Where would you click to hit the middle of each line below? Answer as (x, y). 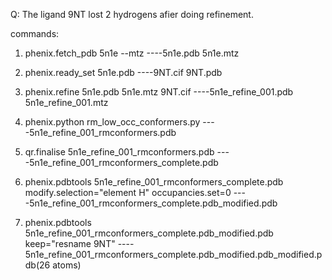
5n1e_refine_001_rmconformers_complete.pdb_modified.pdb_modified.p (173, 254)
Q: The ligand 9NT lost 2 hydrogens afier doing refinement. (132, 14)
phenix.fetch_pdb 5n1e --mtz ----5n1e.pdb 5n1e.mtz (132, 53)
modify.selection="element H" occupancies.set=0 (128, 192)
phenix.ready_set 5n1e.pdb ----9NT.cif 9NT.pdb (123, 72)
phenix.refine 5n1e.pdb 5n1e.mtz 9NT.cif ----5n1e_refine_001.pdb (159, 92)
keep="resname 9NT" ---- (79, 243)
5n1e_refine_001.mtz (66, 102)
